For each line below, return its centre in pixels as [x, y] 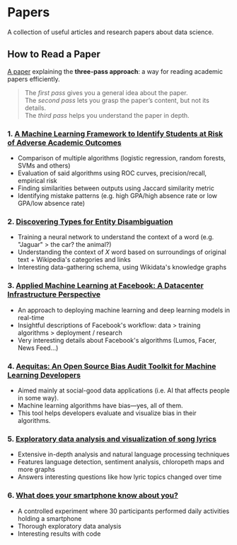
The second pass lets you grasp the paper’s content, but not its [117, 100]
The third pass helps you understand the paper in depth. [107, 115]
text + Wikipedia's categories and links [74, 260]
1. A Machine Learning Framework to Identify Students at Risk [115, 133]
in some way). [38, 397]
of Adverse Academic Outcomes [64, 143]
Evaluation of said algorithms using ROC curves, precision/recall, [112, 173]
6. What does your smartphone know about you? [93, 495]
